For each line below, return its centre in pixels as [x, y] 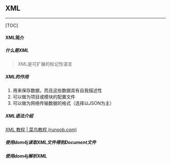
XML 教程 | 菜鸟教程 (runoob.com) [41, 130]
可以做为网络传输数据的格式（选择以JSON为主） [63, 103]
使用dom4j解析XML [26, 156]
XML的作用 [17, 76]
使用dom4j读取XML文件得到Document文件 [51, 142]
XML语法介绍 [19, 116]
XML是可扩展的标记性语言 [45, 64]
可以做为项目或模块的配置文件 [44, 97]
